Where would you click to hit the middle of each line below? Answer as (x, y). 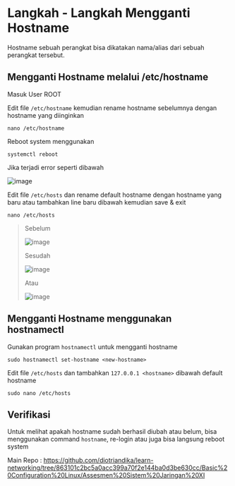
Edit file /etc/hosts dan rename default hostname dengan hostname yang (115, 195)
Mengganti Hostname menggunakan (90, 319)
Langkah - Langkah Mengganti (99, 13)
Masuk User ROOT (35, 94)
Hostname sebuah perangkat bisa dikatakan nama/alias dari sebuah (106, 47)
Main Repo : (25, 461)
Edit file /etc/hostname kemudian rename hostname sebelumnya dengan (112, 108)
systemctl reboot (33, 154)
